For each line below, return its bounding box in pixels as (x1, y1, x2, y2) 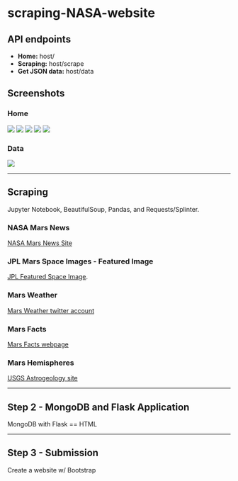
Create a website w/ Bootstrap (7, 465, 96, 474)
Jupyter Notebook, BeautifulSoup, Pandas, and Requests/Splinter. (7, 205, 200, 213)
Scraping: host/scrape (17, 60, 84, 68)
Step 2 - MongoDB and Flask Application (7, 401, 190, 413)
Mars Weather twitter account (7, 306, 94, 315)
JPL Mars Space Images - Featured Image (7, 256, 154, 266)
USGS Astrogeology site (7, 374, 78, 383)
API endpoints (7, 33, 72, 45)
